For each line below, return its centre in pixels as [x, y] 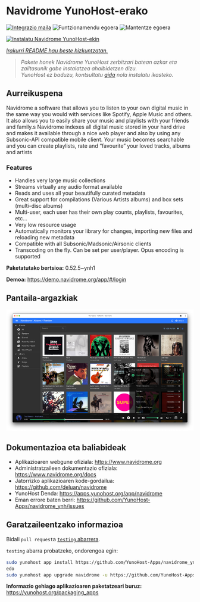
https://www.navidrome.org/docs [55, 474]
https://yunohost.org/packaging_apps [52, 592]
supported [27, 257]
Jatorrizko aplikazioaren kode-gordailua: [65, 481]
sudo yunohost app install [40, 562]
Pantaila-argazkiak [42, 298]
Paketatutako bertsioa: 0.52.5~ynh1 [51, 268]
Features [19, 167]
